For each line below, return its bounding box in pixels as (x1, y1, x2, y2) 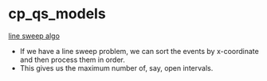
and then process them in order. (19, 55, 125, 64)
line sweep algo (8, 31, 60, 40)
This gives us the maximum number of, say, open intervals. (19, 63, 214, 72)
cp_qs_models (8, 5, 106, 23)
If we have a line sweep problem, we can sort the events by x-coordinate (19, 46, 259, 56)
